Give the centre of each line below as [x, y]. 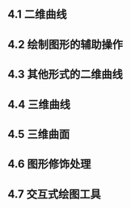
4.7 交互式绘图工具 [55, 194]
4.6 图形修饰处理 [49, 164]
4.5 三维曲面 [39, 134]
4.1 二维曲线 [37, 15]
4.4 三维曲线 [39, 104]
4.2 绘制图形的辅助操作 [65, 44]
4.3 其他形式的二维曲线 [65, 75]
